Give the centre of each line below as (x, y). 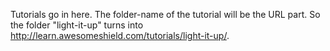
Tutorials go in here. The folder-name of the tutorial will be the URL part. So (165, 14)
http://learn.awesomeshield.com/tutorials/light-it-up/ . (120, 35)
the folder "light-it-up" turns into (77, 25)
